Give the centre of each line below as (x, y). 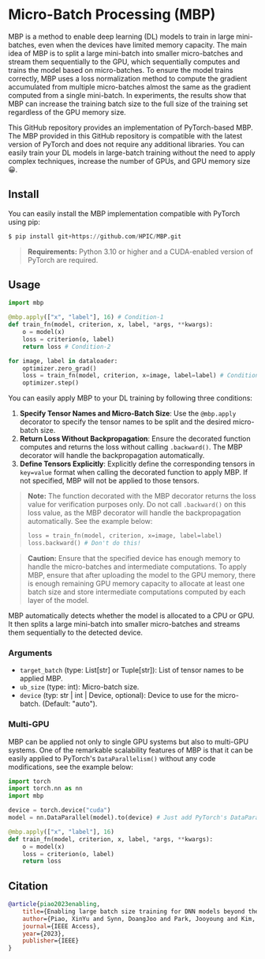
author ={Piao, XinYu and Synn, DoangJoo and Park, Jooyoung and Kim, (139, 919)
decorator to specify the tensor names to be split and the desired (125, 422)
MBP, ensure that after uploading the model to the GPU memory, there (142, 574)
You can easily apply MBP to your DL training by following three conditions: (130, 398)
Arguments (30, 653)
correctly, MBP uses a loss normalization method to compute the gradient (128, 78)
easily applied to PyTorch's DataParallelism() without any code (112, 758)
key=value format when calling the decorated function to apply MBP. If (134, 472)
